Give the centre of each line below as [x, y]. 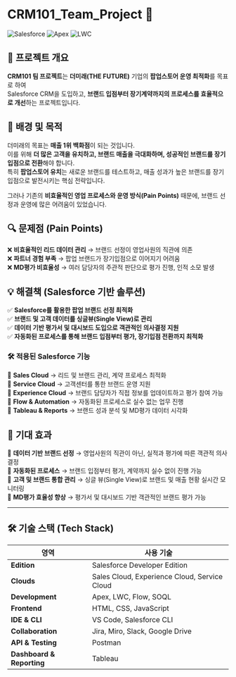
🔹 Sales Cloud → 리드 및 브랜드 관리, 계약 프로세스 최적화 [87, 375]
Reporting [28, 663]
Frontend [26, 609]
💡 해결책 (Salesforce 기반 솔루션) [77, 292]
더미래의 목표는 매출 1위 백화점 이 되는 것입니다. [71, 145]
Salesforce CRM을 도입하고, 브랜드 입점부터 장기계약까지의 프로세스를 [103, 94]
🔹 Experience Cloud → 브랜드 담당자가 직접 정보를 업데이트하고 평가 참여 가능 [115, 393]
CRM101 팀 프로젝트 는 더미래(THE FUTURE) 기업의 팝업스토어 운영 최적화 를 [111, 76]
